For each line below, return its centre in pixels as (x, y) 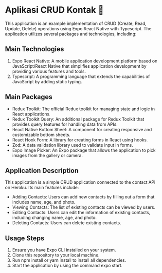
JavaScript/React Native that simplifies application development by (79, 66)
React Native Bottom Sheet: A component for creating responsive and (82, 129)
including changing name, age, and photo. (54, 218)
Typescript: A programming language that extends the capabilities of (81, 76)
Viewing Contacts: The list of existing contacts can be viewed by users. (84, 207)
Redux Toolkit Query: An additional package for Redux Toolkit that (78, 119)
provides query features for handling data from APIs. (65, 124)
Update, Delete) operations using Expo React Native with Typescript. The (78, 28)
